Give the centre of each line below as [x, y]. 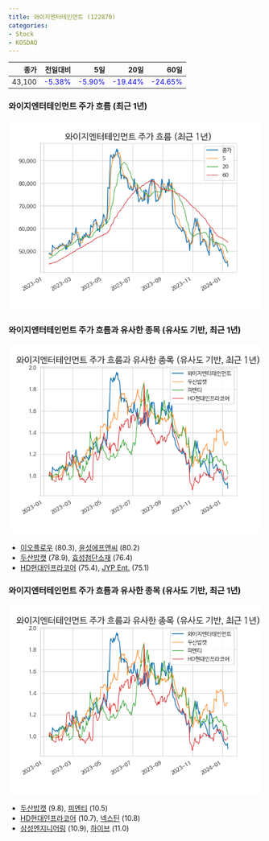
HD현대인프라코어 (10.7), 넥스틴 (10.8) [80, 818]
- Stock [21, 34]
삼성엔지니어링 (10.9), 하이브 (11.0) [74, 828]
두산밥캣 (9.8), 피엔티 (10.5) [64, 808]
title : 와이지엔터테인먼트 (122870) [62, 17]
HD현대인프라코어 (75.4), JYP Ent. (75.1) [85, 568]
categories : [28, 25]
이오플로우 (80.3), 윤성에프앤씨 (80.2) [80, 548]
